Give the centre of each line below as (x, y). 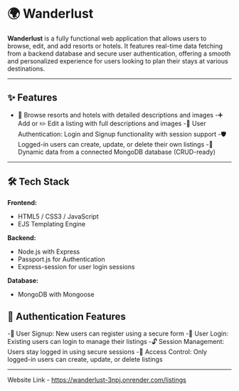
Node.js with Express (49, 251)
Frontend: (22, 202)
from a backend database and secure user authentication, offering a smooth (119, 53)
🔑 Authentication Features (67, 317)
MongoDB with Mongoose (56, 294)
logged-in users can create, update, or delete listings (85, 360)
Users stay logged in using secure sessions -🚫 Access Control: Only (107, 352)
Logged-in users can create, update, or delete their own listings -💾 (115, 144)
